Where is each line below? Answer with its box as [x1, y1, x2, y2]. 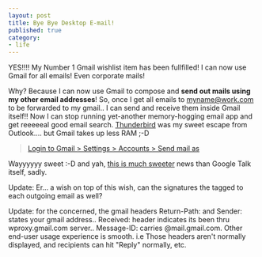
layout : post [8, 11, 51, 20]
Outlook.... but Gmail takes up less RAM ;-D [8, 128, 150, 138]
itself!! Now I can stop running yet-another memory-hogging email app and [8, 111, 253, 121]
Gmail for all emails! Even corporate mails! [8, 71, 145, 81]
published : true [8, 26, 62, 34]
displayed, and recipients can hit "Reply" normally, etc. [8, 240, 187, 250]
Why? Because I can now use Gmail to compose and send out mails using [8, 86, 251, 96]
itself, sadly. [8, 168, 47, 177]
